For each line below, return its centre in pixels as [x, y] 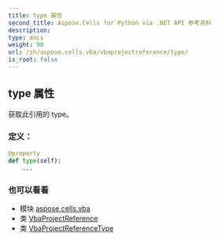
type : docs [26, 38]
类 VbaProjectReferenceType [67, 228]
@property [24, 153]
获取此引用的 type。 [41, 114]
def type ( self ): [35, 160]
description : [30, 30]
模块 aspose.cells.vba [55, 208]
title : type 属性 [35, 15]
